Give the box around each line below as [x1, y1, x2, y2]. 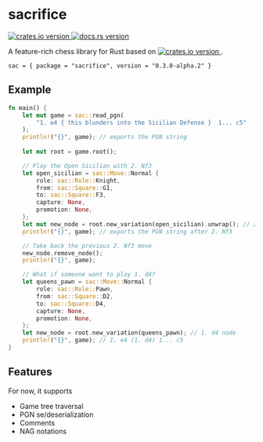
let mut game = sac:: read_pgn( [22, 111, 124, 119]
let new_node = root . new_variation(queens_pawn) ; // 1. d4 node [22, 329, 236, 337]
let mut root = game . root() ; [22, 148, 117, 155]
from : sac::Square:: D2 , [36, 292, 113, 300]
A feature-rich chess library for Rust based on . [8, 46, 224, 56]
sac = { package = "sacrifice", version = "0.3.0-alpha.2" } [8, 61, 212, 70]
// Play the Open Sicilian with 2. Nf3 [22, 162, 153, 170]
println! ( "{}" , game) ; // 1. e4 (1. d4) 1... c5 [22, 336, 184, 345]
